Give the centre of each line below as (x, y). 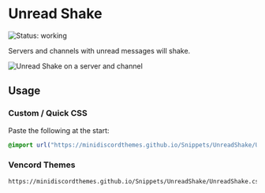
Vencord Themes (42, 165)
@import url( (30, 145)
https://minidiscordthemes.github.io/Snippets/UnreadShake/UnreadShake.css (135, 181)
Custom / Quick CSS (48, 113)
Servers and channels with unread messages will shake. (99, 50)
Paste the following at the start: (59, 130)
